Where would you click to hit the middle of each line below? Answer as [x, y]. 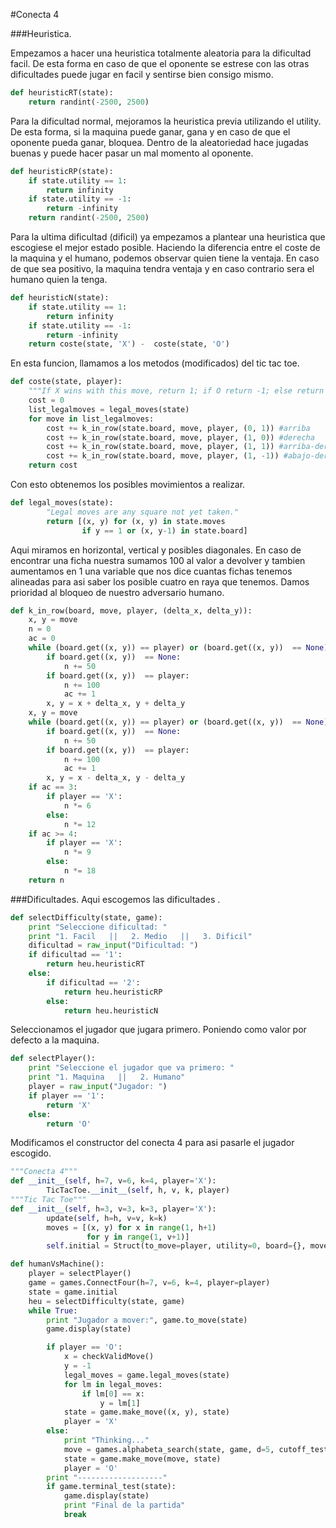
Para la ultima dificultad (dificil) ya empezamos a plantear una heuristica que [168, 237]
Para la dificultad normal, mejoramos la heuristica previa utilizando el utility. [166, 121]
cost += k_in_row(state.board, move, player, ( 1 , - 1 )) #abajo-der [187, 456]
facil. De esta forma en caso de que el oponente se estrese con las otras [160, 63]
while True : [53, 1310]
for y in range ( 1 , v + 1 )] [138, 1237]
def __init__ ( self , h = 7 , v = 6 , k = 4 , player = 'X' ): [113, 1181]
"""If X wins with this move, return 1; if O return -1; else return [176, 391]
